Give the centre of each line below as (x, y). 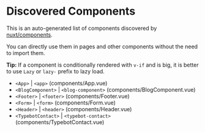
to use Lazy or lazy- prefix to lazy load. (56, 71)
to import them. (26, 53)
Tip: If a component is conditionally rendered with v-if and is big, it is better (102, 65)
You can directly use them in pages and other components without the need (102, 46)
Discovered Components (71, 11)
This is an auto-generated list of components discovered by (82, 28)
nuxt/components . (30, 34)
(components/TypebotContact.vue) (60, 122)
